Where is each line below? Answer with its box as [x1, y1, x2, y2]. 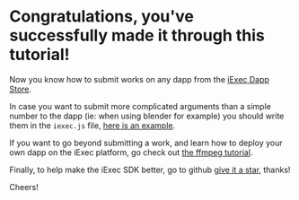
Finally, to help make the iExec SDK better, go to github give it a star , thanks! [9, 164, 291, 175]
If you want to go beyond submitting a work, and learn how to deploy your [9, 137, 283, 148]
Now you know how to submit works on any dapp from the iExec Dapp [9, 74, 269, 84]
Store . [9, 83, 32, 94]
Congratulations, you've [9, 6, 195, 27]
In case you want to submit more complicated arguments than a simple [9, 100, 271, 111]
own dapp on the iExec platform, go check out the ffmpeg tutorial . [9, 146, 253, 158]
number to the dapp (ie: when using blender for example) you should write [9, 110, 285, 121]
